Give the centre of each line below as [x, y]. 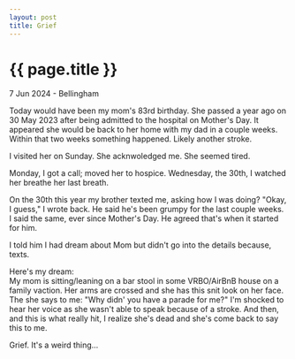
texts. [19, 255]
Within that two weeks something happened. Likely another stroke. [131, 139]
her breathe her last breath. [59, 183]
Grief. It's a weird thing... [54, 345]
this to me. [28, 328]
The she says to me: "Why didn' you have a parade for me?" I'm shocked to [147, 300]
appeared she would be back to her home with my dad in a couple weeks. [144, 130]
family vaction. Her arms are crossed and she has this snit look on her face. [147, 290]
